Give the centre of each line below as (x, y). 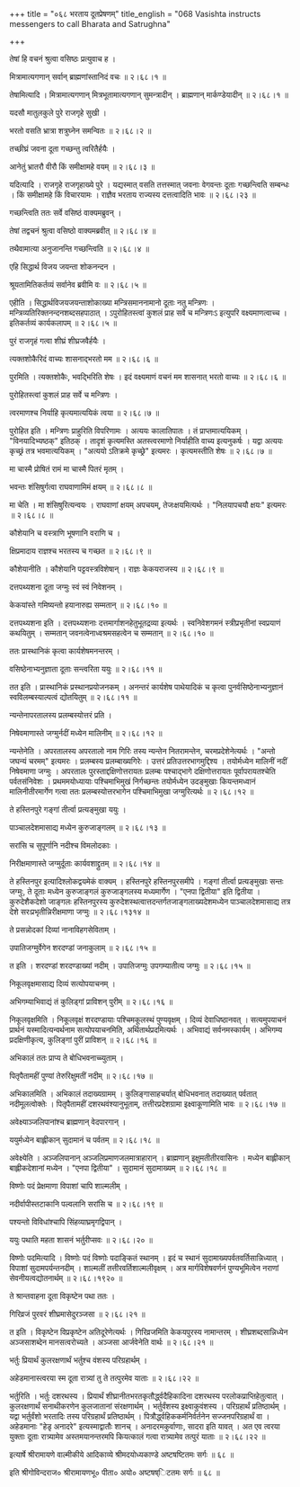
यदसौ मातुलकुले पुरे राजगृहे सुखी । (58, 113)
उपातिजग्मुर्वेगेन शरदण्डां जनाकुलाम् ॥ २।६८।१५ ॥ (83, 948)
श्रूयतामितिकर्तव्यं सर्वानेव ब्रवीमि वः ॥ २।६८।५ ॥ (78, 285)
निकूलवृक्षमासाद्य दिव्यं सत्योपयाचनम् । (62, 984)
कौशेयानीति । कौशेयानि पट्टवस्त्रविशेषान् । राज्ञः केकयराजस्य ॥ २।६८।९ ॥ (117, 569)
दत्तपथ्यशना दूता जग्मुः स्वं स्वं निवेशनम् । (66, 587)
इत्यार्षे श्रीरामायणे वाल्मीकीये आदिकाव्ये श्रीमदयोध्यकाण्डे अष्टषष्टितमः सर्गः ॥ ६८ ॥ (122, 1455)
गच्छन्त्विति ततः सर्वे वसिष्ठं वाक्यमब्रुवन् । (66, 213)
